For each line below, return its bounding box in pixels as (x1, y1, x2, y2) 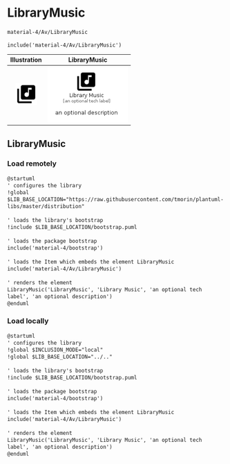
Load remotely (7, 158, 57, 168)
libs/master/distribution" (7, 203, 85, 209)
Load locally (7, 316, 49, 325)
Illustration (10, 55, 43, 64)
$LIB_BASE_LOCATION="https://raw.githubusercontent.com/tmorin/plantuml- (7, 196, 224, 203)
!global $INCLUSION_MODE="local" (7, 347, 104, 354)
